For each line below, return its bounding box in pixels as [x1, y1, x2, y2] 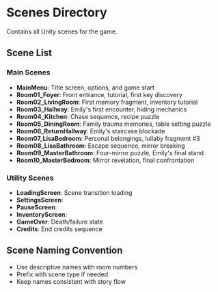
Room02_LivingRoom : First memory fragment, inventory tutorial [16, 98, 198, 106]
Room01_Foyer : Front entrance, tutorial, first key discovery [16, 90, 182, 98]
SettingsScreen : [16, 196, 64, 204]
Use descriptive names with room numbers [16, 263, 138, 271]
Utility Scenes [6, 173, 54, 183]
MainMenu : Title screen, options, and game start [16, 83, 155, 92]
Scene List [6, 47, 53, 59]
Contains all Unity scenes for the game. [6, 27, 118, 36]
